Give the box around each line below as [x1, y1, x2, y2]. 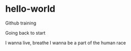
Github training [5, 20, 37, 26]
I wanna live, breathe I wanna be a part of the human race [5, 39, 126, 46]
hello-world [5, 3, 56, 15]
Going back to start [5, 30, 46, 36]
